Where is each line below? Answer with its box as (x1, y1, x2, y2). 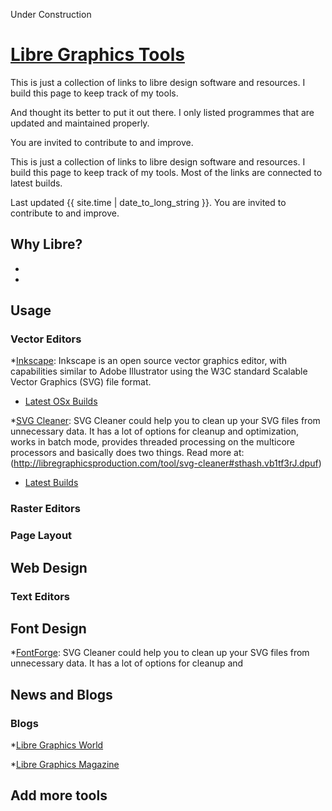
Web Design (10, 559, 88, 576)
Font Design (10, 620, 87, 637)
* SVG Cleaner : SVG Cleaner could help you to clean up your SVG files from (10, 415, 321, 427)
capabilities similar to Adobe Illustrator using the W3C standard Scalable (10, 365, 308, 378)
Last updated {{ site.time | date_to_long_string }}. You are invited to (10, 196, 287, 208)
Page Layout (10, 529, 73, 543)
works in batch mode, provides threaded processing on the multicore (10, 436, 296, 448)
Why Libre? (10, 236, 83, 253)
